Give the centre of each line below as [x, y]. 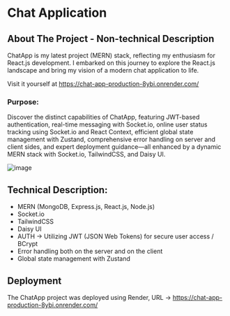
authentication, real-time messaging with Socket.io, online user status [107, 124]
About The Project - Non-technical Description [111, 39]
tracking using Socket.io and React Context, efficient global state [100, 132]
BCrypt [28, 244]
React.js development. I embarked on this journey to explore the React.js [112, 63]
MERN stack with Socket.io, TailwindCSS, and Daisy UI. [86, 155]
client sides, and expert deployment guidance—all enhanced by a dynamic [114, 147]
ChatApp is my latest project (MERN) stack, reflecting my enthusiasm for [112, 55]
